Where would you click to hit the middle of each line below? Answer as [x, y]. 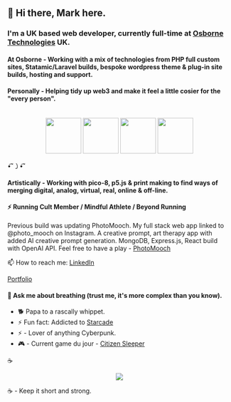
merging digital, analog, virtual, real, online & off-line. [88, 190]
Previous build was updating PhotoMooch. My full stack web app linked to [116, 225]
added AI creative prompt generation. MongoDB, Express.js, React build [113, 240]
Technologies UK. [39, 42]
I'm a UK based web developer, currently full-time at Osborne [116, 33]
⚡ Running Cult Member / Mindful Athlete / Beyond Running [97, 207]
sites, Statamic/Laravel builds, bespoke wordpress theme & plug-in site [115, 67]
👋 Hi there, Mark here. [57, 13]
